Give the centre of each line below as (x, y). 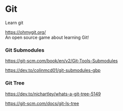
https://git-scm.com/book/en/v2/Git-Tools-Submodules (61, 61)
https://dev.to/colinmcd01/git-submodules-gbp (53, 70)
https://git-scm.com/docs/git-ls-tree (42, 103)
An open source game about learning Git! (47, 37)
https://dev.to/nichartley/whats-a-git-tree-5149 (53, 94)
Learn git (14, 23)
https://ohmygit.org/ (25, 32)
